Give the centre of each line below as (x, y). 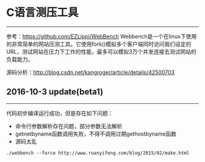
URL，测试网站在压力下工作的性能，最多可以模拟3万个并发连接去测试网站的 (101, 51)
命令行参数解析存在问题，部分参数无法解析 (69, 126)
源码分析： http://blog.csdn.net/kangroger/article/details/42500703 (91, 72)
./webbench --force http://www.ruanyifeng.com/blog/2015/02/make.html (98, 153)
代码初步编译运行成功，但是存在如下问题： (60, 113)
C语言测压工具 (42, 13)
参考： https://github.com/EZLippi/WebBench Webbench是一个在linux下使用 (102, 36)
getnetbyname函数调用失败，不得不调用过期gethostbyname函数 (96, 134)
